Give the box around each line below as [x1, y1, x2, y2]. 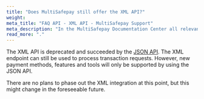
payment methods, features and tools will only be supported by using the [6, 61, 189, 69]
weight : [6, 15, 26, 21]
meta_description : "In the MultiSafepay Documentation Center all [6, 26, 178, 32]
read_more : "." [6, 32, 45, 38]
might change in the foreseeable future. [6, 86, 106, 93]
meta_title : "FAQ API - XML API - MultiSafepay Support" [6, 20, 154, 26]
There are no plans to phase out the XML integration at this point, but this [6, 80, 189, 87]
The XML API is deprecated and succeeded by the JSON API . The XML [6, 48, 184, 55]
